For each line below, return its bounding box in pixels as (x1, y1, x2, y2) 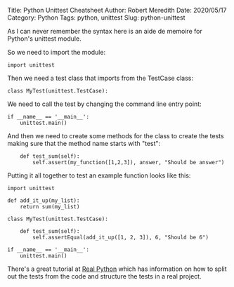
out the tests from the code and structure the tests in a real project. (7, 272, 202, 280)
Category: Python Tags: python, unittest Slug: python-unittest (7, 13, 186, 22)
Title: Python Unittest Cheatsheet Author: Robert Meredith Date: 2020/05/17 (7, 6, 227, 14)
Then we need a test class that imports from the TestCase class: (7, 74, 193, 82)
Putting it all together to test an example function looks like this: (7, 171, 191, 180)
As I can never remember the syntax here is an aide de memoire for (7, 27, 202, 35)
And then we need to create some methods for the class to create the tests (7, 132, 224, 140)
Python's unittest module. (7, 34, 82, 43)
